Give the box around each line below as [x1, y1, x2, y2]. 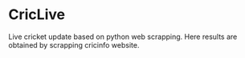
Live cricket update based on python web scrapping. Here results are [8, 32, 238, 41]
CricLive [8, 6, 66, 24]
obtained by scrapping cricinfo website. [8, 40, 140, 49]
